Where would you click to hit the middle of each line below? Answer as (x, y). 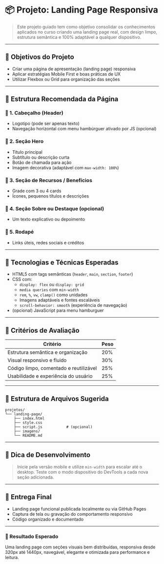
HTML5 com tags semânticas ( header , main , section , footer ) (72, 274)
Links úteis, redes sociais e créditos (48, 242)
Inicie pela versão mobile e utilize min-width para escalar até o (80, 466)
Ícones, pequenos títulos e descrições (51, 196)
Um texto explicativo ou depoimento (49, 219)
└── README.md (28, 436)
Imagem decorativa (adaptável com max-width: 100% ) (65, 167)
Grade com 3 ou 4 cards (37, 191)
